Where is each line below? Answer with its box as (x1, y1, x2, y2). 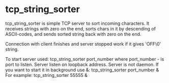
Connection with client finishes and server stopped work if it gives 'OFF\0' (5, 40, 161, 47)
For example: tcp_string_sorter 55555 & (5, 72, 88, 78)
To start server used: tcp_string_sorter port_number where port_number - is (5, 56, 164, 62)
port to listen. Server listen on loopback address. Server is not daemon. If (5, 61, 159, 67)
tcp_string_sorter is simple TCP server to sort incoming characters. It (5, 20, 150, 26)
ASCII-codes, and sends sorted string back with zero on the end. (5, 31, 142, 37)
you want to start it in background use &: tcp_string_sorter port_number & (5, 67, 159, 73)
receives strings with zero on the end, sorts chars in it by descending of (5, 25, 156, 31)
